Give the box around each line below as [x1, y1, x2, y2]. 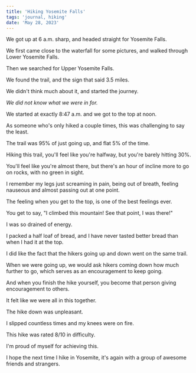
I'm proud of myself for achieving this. [6, 343, 99, 350]
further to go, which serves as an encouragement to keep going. [6, 268, 164, 275]
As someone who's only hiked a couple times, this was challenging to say [6, 122, 185, 129]
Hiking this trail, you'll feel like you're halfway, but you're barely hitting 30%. [6, 151, 191, 158]
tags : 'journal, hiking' [6, 14, 67, 20]
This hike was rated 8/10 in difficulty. [6, 331, 96, 338]
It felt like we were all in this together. [6, 297, 97, 304]
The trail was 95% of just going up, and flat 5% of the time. [6, 140, 150, 147]
